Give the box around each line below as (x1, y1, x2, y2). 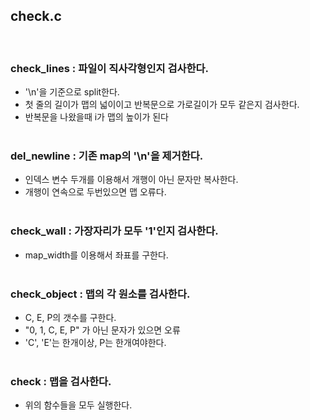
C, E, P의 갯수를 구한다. (24, 312, 117, 323)
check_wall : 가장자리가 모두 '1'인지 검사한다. (10, 224, 219, 238)
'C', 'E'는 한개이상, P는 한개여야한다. (24, 337, 167, 348)
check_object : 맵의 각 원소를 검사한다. (10, 287, 191, 301)
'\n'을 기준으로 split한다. (24, 86, 120, 98)
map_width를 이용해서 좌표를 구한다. (24, 249, 169, 261)
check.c (10, 8, 62, 25)
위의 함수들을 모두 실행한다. (24, 399, 133, 411)
